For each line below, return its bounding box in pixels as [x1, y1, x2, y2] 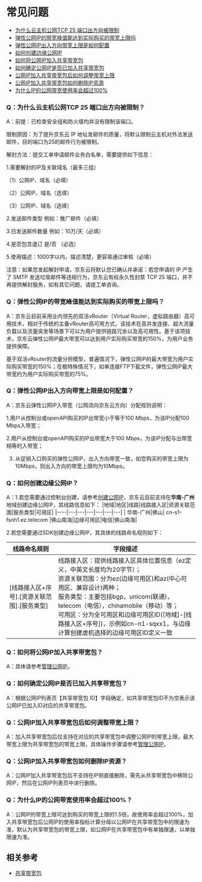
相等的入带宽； [6, 442, 43, 449]
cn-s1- [166, 509, 182, 516]
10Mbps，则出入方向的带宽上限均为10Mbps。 [14, 462, 128, 470]
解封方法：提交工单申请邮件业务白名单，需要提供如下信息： [6, 151, 154, 158]
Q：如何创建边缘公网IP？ [6, 479, 79, 487]
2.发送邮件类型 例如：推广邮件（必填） [6, 215, 102, 222]
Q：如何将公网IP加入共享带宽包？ [6, 648, 103, 657]
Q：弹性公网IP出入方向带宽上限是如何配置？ [6, 387, 134, 395]
